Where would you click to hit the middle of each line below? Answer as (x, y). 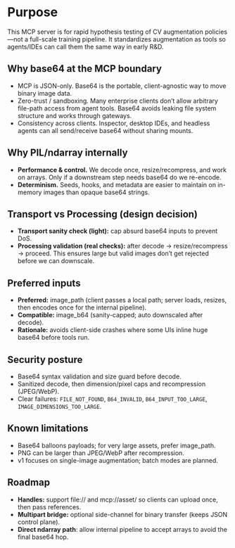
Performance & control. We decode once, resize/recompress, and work (122, 170)
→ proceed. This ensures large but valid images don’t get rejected (113, 253)
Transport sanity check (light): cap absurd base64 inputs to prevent (118, 231)
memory (30, 192)
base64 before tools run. (53, 338)
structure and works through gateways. (75, 115)
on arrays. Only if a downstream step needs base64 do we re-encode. (119, 177)
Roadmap (29, 483)
